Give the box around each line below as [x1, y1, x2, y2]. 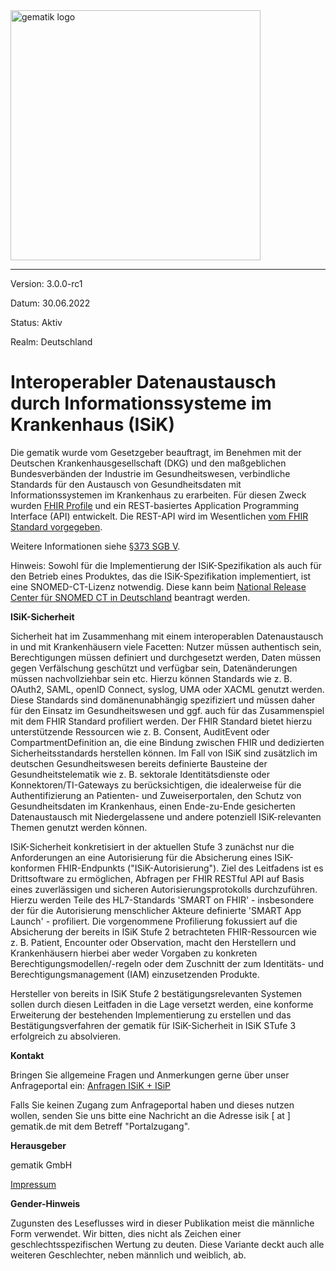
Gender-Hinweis [10, 1197, 81, 1209]
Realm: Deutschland [10, 336, 93, 348]
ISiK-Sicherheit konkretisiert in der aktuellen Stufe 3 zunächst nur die [10, 840, 295, 853]
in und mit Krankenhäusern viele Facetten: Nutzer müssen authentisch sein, [10, 640, 322, 653]
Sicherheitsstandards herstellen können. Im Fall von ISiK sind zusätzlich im [10, 747, 318, 759]
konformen [10, 862, 56, 874]
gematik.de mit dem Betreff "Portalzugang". [10, 1120, 191, 1132]
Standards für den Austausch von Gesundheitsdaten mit [10, 478, 242, 490]
